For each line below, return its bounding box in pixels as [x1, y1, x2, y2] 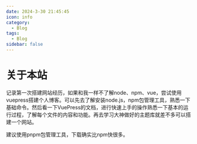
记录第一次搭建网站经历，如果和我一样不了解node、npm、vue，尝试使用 [6, 89, 182, 96]
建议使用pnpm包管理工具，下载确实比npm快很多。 [6, 130, 128, 138]
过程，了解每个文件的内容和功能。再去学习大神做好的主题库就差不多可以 [11, 111, 186, 118]
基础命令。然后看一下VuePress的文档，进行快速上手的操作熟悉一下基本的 [6, 103, 184, 110]
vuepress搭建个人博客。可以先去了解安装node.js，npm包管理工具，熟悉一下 [6, 96, 191, 103]
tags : [6, 31, 19, 36]
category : [6, 19, 30, 25]
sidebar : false [6, 42, 43, 48]
